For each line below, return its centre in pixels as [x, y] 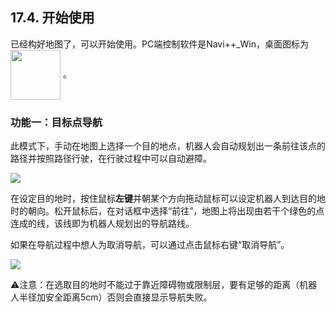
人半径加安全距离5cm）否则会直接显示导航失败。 [111, 297]
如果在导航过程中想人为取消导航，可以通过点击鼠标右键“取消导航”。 [150, 245]
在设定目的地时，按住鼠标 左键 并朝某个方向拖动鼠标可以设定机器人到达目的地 [168, 199]
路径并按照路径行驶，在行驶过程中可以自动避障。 [111, 159]
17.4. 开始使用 [52, 18]
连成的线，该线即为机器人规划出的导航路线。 [102, 224]
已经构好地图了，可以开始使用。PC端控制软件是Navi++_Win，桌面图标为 [159, 44]
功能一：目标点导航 [56, 122]
